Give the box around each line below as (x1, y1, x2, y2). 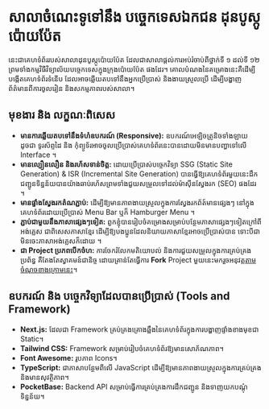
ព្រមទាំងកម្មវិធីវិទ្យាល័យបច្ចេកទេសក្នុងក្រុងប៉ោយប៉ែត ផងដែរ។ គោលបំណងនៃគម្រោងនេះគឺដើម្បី (8, 64, 256, 74)
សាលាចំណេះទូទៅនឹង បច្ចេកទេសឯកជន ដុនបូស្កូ (8, 8, 261, 27)
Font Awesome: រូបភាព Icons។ (19, 353, 118, 362)
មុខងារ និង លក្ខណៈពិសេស (8, 108, 115, 122)
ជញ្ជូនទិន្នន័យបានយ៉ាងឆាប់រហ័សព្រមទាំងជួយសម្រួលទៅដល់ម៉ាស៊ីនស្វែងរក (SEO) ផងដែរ (19, 178, 257, 188)
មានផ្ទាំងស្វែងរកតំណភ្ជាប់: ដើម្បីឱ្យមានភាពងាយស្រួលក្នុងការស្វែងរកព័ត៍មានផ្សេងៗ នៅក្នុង (19, 197, 255, 207)
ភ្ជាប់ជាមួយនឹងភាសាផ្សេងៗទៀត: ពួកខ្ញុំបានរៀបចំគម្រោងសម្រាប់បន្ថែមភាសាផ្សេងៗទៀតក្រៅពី (19, 217, 262, 226)
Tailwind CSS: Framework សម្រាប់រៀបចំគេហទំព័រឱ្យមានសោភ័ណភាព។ (19, 343, 224, 353)
